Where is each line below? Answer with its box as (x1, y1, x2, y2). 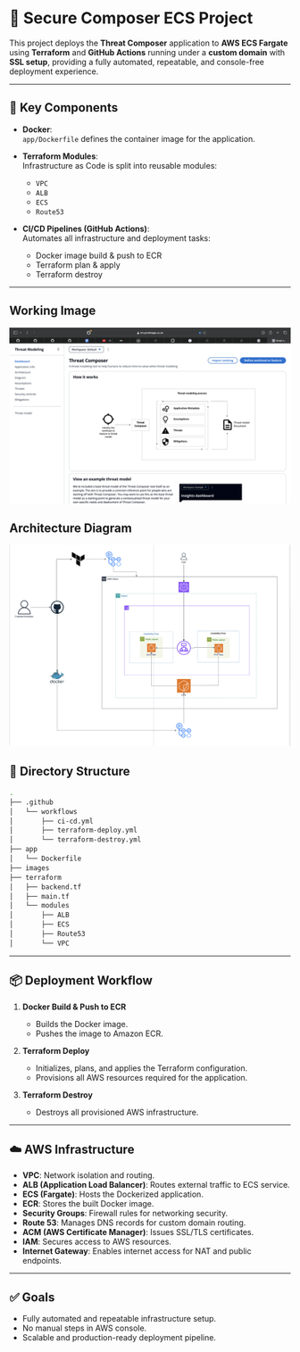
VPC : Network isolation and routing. (21, 1170, 155, 1181)
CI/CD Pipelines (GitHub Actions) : (21, 223, 150, 234)
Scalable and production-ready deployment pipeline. (21, 1332, 217, 1343)
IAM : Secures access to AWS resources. (21, 1236, 172, 1248)
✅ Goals (9, 1290, 55, 1305)
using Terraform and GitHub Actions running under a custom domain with (9, 46, 286, 57)
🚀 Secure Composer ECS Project (9, 8, 254, 29)
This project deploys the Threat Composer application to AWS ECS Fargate (9, 37, 288, 48)
